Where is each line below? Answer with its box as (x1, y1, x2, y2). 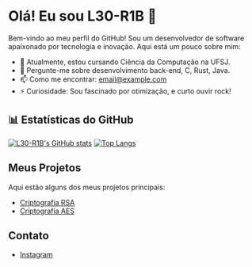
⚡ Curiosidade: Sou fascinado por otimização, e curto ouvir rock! (19, 86, 231, 96)
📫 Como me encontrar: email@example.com (19, 74, 167, 84)
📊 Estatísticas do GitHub (8, 113, 134, 127)
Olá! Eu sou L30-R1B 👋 (8, 7, 157, 25)
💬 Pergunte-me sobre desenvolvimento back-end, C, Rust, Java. (19, 65, 231, 74)
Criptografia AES (19, 206, 75, 216)
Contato (8, 229, 49, 242)
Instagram (19, 250, 53, 260)
